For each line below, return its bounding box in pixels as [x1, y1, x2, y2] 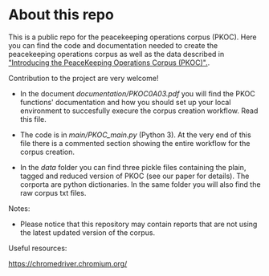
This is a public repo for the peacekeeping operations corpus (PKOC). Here [8, 32, 257, 42]
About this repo [8, 6, 114, 24]
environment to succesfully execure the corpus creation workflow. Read [19, 106, 259, 116]
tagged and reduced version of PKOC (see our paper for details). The [19, 171, 250, 181]
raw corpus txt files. [19, 188, 87, 197]
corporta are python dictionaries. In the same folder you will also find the [19, 179, 261, 189]
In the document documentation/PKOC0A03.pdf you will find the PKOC [19, 88, 255, 98]
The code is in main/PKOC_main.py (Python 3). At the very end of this [19, 130, 251, 140]
